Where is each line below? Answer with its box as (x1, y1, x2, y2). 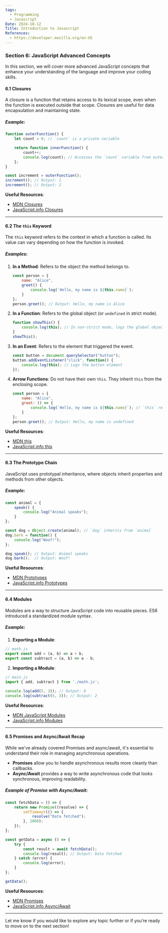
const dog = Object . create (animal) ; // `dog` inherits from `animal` (5, 528, 153, 533)
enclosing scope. (12, 382, 48, 388)
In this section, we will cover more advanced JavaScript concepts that (5, 63, 150, 69)
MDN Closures (12, 202, 43, 208)
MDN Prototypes (12, 575, 47, 581)
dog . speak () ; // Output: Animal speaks (5, 551, 88, 556)
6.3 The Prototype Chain (5, 459, 57, 465)
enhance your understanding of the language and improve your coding (5, 69, 151, 75)
